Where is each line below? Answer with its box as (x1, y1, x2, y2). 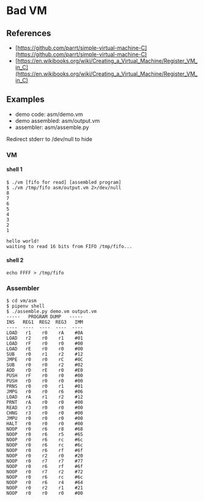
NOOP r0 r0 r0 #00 (6, 490, 84, 497)
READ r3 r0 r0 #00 (6, 404, 84, 411)
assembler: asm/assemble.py (15, 123, 90, 131)
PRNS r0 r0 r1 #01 (6, 383, 84, 390)
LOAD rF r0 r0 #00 (6, 340, 84, 347)
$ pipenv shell (6, 303, 45, 309)
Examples (6, 94, 45, 104)
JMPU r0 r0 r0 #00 (6, 415, 84, 422)
